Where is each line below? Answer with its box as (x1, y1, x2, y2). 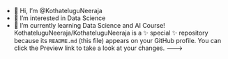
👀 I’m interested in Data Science (13, 14, 106, 22)
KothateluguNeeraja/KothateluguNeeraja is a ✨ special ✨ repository (13, 28, 208, 37)
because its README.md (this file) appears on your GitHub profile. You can (13, 37, 222, 44)
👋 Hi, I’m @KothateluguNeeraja (13, 7, 102, 15)
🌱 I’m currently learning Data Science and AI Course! (13, 22, 165, 29)
